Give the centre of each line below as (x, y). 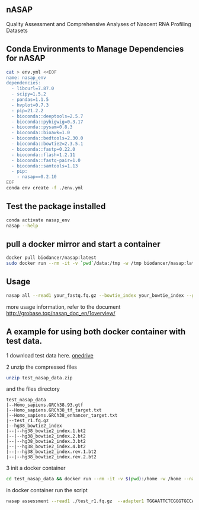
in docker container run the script (47, 490)
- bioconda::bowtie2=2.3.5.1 (47, 144)
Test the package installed (56, 206)
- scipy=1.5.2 (29, 94)
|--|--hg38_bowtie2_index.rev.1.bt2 (51, 452)
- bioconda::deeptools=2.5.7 (47, 116)
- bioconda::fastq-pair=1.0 (46, 160)
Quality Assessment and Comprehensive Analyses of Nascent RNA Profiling (99, 24)
